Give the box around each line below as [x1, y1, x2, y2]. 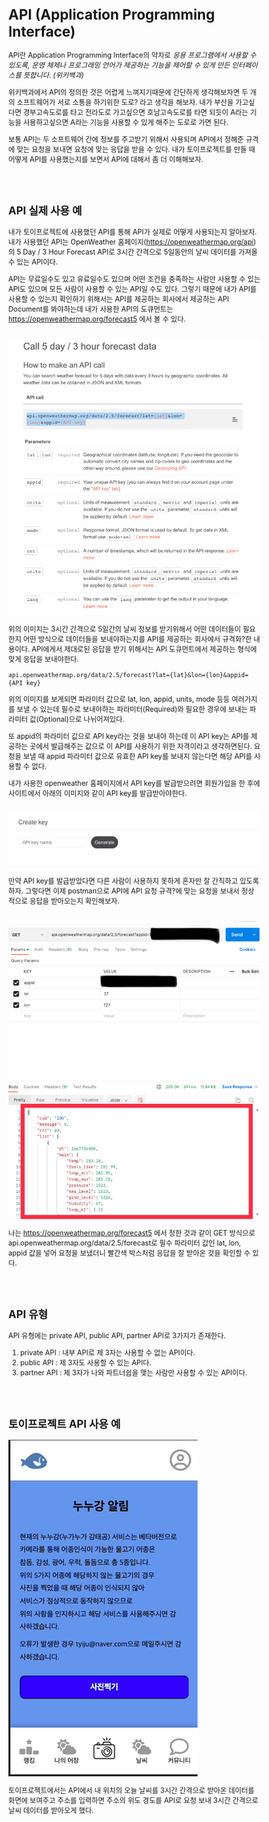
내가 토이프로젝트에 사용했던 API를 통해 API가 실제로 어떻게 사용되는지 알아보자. [8, 227, 258, 236]
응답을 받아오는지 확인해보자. [29, 896, 120, 905]
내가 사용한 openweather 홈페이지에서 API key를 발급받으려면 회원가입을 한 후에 [8, 779, 260, 788]
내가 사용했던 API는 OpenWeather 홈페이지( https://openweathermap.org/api [8, 236, 254, 246]
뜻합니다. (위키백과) [22, 70, 84, 79]
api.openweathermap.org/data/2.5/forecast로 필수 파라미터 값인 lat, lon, [8, 1238, 242, 1248]
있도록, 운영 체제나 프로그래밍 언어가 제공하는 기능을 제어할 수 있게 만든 [8, 60, 231, 70]
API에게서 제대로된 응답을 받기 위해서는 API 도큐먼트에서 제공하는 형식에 [31, 644, 258, 654]
